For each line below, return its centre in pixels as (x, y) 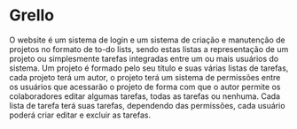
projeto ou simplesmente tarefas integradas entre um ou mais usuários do (144, 58)
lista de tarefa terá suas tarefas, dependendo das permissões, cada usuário (147, 105)
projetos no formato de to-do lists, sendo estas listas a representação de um (149, 49)
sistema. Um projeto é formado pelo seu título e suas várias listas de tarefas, (149, 68)
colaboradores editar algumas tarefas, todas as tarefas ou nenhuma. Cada (145, 96)
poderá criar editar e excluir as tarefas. (80, 115)
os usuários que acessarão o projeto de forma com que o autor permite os (145, 87)
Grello (32, 15)
